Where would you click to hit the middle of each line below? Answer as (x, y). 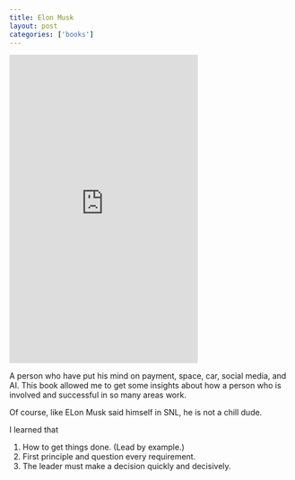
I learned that (34, 430)
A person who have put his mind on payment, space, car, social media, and (148, 376)
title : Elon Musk (42, 17)
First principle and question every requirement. (109, 457)
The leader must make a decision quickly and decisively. (126, 467)
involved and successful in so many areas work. (98, 395)
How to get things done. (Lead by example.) (104, 447)
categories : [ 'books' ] (52, 34)
